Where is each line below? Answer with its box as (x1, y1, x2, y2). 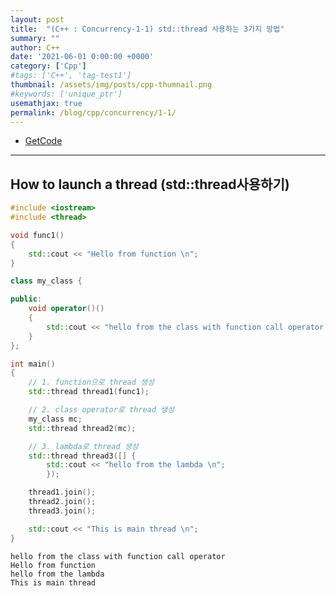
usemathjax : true (10, 98, 83, 108)
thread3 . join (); (28, 506, 97, 516)
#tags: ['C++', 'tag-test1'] (10, 71, 132, 81)
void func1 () (10, 230, 65, 240)
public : (10, 294, 43, 305)
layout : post (10, 14, 65, 25)
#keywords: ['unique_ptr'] (10, 89, 123, 99)
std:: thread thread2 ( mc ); (28, 423, 137, 433)
